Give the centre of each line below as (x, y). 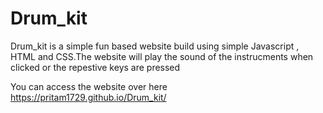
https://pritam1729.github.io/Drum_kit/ (88, 97)
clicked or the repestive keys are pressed (95, 67)
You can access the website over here (89, 86)
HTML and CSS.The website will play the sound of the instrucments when (162, 56)
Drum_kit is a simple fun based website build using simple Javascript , (155, 46)
